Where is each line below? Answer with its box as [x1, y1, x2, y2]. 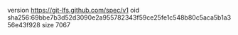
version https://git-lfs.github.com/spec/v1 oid [7, 6, 140, 14]
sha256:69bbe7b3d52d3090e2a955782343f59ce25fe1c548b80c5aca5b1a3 [7, 13, 232, 22]
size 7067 [41, 21, 71, 29]
